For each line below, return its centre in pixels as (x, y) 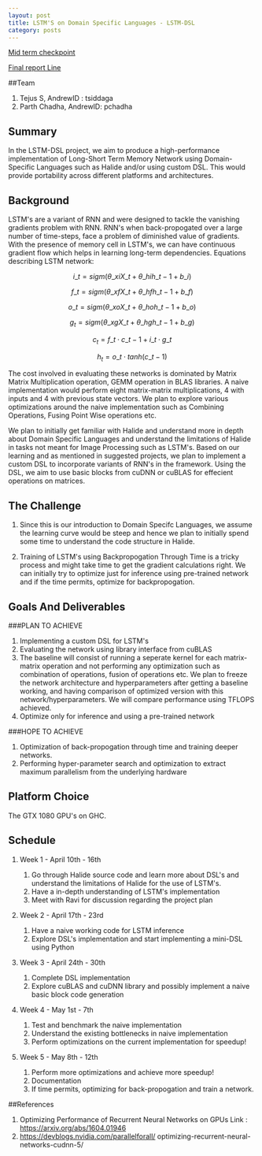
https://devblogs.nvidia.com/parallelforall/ (87, 1136)
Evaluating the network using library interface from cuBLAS (116, 649)
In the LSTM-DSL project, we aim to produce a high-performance (114, 151)
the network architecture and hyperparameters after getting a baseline (134, 683)
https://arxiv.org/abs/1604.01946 (73, 1128)
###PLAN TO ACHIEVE (45, 626)
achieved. (35, 708)
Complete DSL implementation (81, 977)
